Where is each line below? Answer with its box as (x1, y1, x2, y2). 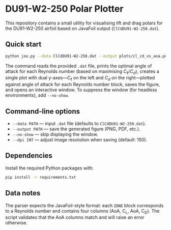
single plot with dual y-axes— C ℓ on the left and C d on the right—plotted (5, 75, 155, 82)
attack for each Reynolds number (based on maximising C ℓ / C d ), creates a (5, 68, 159, 75)
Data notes (5, 189, 41, 197)
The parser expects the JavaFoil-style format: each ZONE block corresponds (5, 202, 164, 209)
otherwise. (5, 220, 28, 226)
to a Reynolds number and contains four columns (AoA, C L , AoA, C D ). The (5, 208, 160, 215)
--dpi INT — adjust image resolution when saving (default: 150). (12, 137, 148, 143)
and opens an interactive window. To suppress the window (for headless (5, 87, 157, 93)
